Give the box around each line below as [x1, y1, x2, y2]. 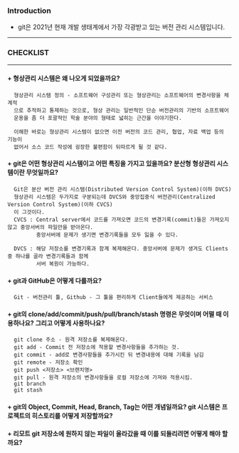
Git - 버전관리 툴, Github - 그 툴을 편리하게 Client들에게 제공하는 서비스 [14, 294, 213, 301]
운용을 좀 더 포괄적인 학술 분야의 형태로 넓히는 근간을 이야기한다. [14, 114, 183, 121]
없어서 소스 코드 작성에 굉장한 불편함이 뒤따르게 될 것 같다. [14, 143, 168, 151]
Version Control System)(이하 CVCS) [7, 201, 113, 208]
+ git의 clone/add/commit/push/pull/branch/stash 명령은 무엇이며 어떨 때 [7, 310, 222, 318]
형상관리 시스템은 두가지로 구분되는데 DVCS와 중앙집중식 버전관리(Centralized [14, 193, 216, 200]
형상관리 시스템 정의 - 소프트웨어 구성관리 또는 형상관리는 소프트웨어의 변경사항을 [14, 91, 221, 98]
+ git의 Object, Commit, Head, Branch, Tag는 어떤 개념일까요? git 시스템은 [7, 402, 221, 411]
